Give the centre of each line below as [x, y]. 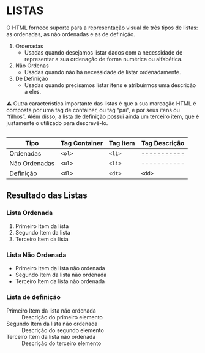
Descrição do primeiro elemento [62, 317]
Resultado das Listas [47, 195]
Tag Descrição [163, 143]
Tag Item [122, 143]
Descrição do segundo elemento [63, 330]
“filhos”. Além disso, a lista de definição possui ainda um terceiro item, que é [103, 116]
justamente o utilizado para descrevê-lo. [57, 123]
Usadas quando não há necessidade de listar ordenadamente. [102, 72]
